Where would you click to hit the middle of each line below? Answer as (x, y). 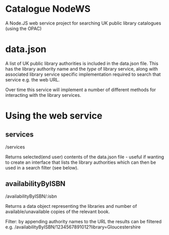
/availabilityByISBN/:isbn (31, 196)
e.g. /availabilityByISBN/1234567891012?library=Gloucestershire (73, 227)
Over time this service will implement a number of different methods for (81, 90)
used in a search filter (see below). (42, 167)
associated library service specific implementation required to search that (83, 74)
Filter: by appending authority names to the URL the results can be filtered (83, 221)
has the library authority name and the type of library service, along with (82, 69)
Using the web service (54, 116)
